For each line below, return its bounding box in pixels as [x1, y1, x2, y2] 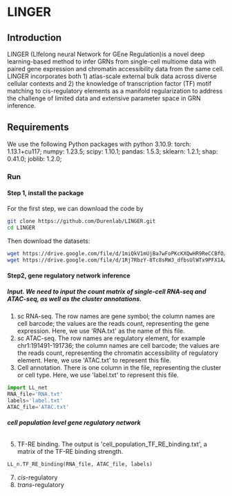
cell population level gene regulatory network [7, 419, 142, 427]
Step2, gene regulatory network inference [7, 271, 130, 280]
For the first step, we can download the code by [7, 204, 144, 212]
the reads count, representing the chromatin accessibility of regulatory [17, 349, 219, 357]
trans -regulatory [17, 480, 64, 488]
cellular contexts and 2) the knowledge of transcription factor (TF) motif [7, 80, 212, 87]
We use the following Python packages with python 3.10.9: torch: [7, 140, 191, 148]
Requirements [7, 122, 69, 134]
